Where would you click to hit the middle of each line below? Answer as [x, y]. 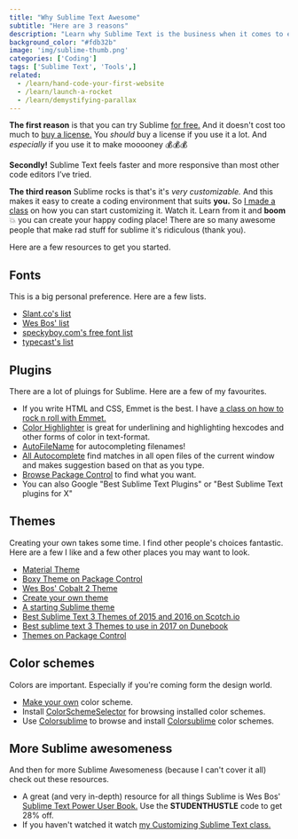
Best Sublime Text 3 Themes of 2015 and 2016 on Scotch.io [131, 616]
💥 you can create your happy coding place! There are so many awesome [143, 220]
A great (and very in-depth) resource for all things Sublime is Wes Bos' [151, 796]
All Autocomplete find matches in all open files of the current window [148, 455]
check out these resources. [59, 780]
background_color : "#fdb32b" [63, 42]
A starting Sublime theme [68, 607]
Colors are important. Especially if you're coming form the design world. [141, 685]
